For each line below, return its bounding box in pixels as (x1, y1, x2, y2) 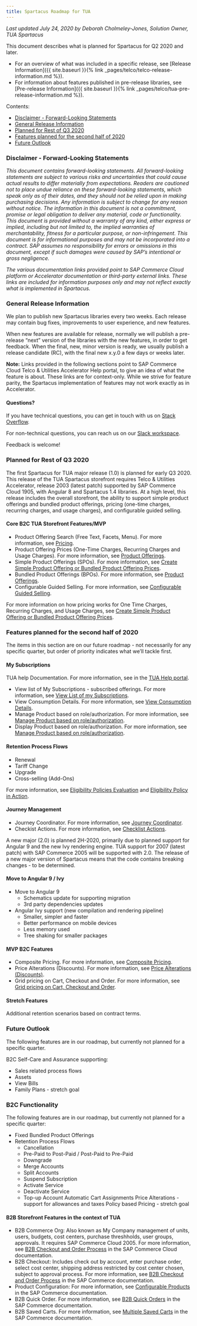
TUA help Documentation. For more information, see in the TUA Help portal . (6, 674, 189, 681)
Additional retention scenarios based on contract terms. (6, 1010, 141, 1017)
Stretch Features (6, 997, 48, 1004)
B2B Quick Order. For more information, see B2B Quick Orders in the (14, 1295, 181, 1303)
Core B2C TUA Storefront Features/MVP (6, 520, 106, 527)
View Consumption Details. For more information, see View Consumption (14, 698, 192, 705)
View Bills (14, 1080, 38, 1087)
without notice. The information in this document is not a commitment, (6, 204, 177, 212)
